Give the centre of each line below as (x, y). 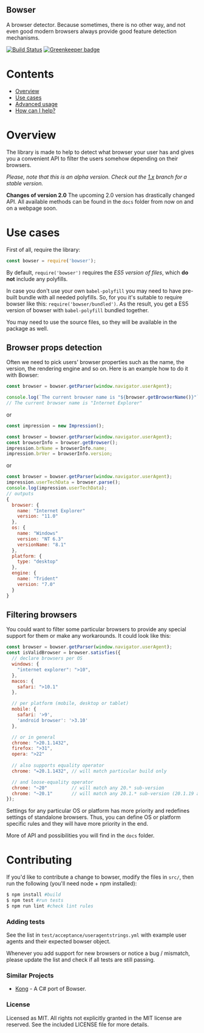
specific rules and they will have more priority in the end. (77, 824)
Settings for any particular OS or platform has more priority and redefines (98, 811)
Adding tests (26, 921)
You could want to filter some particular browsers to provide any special (96, 629)
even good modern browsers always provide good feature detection (92, 31)
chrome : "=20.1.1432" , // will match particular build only (89, 771)
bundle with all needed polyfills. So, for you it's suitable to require (100, 297)
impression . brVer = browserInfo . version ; (59, 454)
